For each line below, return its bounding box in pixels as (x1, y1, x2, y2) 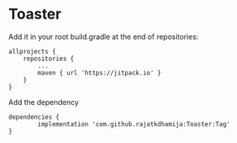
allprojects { (8, 47, 57, 55)
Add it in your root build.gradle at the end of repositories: (8, 32, 199, 41)
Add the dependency (8, 97, 80, 106)
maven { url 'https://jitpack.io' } (37, 68, 162, 77)
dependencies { (8, 113, 60, 121)
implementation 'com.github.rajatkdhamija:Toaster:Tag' (37, 119, 231, 128)
